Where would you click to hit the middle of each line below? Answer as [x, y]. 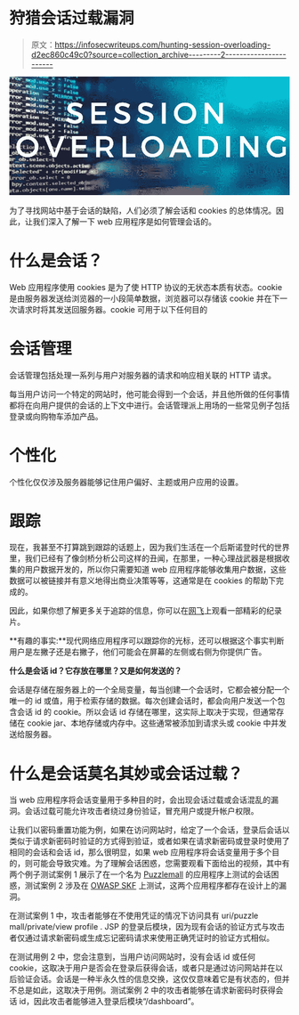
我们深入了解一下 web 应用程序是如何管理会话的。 [124, 221]
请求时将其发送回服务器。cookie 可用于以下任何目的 [112, 309]
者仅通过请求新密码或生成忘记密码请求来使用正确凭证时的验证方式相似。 [141, 938]
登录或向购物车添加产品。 [56, 416]
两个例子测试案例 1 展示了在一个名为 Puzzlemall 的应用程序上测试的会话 [140, 874]
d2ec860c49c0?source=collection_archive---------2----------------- [158, 54]
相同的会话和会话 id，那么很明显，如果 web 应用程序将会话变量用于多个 [141, 852]
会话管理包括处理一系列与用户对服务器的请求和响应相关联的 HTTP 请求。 [143, 375]
